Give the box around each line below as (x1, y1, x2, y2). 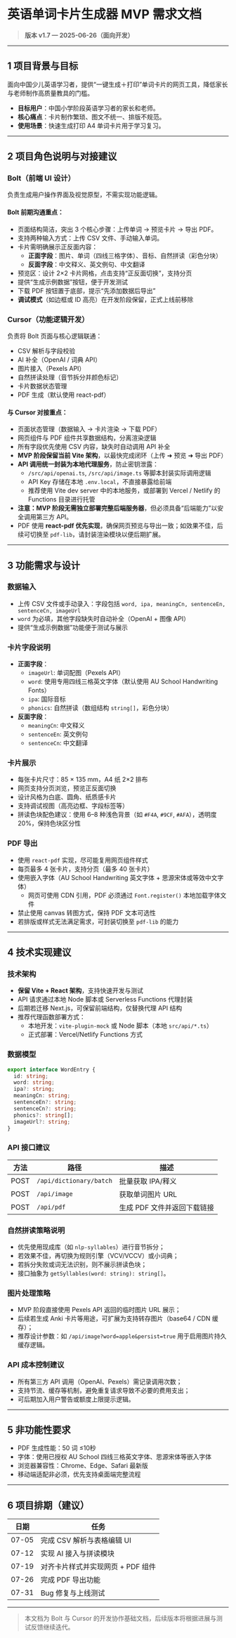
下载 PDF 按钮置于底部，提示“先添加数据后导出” (17, 286, 156, 295)
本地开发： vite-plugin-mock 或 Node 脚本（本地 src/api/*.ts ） (27, 1021, 213, 1030)
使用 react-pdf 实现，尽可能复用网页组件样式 (17, 856, 149, 864)
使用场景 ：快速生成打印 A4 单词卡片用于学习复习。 (17, 121, 165, 130)
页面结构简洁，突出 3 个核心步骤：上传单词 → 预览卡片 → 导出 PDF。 (17, 225, 218, 233)
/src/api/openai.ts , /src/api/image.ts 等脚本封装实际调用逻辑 (27, 469, 212, 478)
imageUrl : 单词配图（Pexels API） (27, 669, 125, 677)
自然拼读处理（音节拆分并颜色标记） (17, 373, 123, 381)
